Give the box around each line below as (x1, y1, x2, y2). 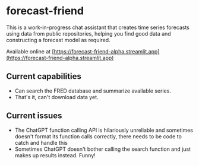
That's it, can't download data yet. (14, 93, 99, 100)
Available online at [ (6, 47, 55, 55)
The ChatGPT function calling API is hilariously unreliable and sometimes (14, 126, 193, 134)
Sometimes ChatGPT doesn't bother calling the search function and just (14, 145, 191, 153)
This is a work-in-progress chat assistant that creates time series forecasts (6, 24, 190, 31)
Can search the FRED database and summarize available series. (14, 87, 171, 94)
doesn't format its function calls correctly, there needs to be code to (14, 132, 182, 140)
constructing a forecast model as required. (6, 36, 111, 43)
